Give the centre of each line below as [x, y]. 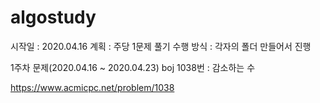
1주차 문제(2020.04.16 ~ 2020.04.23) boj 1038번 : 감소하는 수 [133, 67]
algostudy [53, 17]
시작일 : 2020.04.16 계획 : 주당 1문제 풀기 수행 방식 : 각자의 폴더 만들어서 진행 [161, 46]
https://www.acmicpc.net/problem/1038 [92, 87]
